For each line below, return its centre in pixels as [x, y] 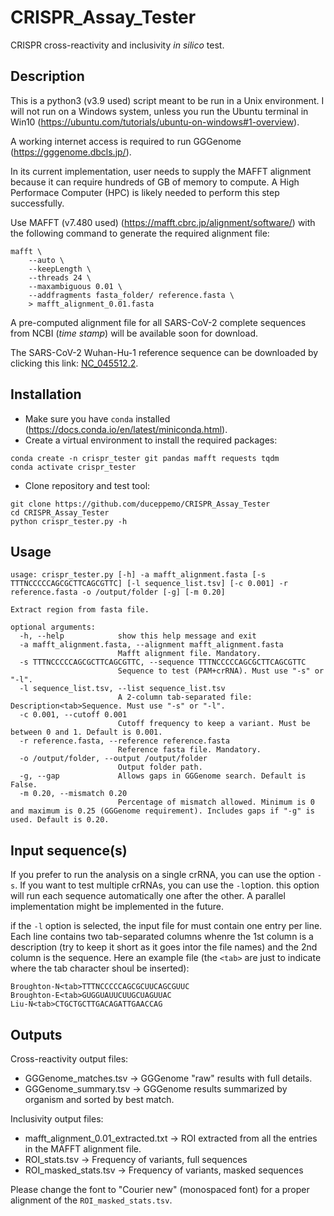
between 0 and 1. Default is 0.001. [86, 732]
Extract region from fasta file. [80, 610]
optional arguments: [53, 627]
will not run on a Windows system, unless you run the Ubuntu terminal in [159, 111]
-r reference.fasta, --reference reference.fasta [124, 741]
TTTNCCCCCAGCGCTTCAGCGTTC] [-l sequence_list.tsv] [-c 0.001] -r [149, 584]
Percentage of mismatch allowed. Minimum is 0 [216, 802]
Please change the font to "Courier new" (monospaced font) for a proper [160, 1189]
